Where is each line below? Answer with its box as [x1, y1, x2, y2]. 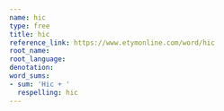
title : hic [9, 30, 50, 38]
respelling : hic [17, 88, 78, 97]
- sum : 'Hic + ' [9, 80, 70, 89]
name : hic [9, 13, 47, 22]
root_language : [9, 55, 67, 64]
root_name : [9, 47, 50, 55]
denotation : [9, 64, 54, 73]
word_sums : [9, 72, 50, 81]
